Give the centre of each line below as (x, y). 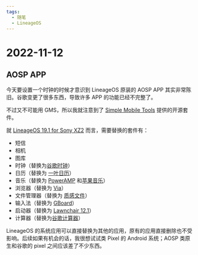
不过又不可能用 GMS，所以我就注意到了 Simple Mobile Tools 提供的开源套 (97, 110)
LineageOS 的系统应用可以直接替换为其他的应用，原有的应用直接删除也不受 (100, 231)
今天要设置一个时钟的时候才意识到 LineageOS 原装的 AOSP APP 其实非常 (96, 90)
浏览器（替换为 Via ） (41, 188)
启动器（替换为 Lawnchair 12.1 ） (55, 211)
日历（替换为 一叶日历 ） (45, 173)
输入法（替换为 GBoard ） (46, 203)
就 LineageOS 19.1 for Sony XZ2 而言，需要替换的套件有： (77, 130)
